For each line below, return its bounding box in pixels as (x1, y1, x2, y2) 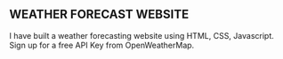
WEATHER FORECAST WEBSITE (9, 7, 190, 22)
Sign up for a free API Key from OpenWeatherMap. (9, 40, 195, 50)
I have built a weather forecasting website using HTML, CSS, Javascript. (9, 30, 274, 41)
